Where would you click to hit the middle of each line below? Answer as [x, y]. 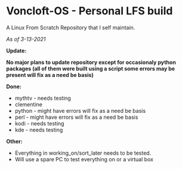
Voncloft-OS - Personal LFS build [90, 11]
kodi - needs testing [39, 123]
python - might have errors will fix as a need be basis [80, 110]
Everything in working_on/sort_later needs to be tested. [83, 153]
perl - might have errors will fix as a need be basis [76, 117]
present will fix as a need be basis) [50, 75]
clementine [29, 104]
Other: [14, 141]
